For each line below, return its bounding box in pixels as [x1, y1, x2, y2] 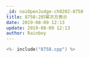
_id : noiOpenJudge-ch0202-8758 [6, 8, 84, 15]
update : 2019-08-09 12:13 [6, 25, 70, 31]
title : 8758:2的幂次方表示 [6, 14, 68, 20]
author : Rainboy [6, 30, 46, 36]
